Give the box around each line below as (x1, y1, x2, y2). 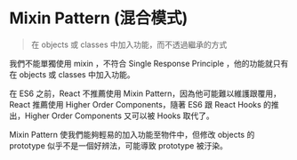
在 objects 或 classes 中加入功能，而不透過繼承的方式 (30, 39, 228, 50)
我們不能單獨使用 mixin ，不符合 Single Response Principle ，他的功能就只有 (9, 58, 289, 68)
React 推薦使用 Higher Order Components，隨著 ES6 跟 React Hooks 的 (9, 99, 272, 109)
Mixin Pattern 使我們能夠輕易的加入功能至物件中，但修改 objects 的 (9, 129, 255, 140)
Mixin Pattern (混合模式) (9, 8, 189, 28)
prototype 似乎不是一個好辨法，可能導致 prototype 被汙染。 (9, 140, 229, 151)
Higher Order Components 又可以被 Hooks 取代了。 (24, 110, 215, 121)
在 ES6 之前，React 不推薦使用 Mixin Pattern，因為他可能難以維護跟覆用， (9, 88, 282, 99)
